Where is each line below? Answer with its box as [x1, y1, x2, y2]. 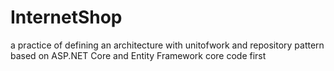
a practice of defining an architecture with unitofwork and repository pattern [10, 39, 325, 51]
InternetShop [10, 6, 123, 29]
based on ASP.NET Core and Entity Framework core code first [10, 49, 267, 61]
